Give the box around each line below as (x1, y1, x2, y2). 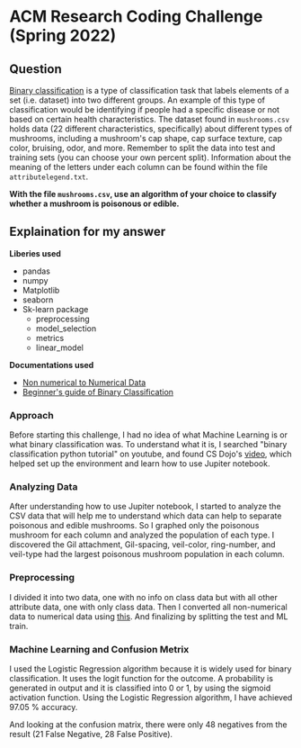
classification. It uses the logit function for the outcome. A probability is (9, 673, 274, 683)
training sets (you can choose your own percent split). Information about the (9, 152, 292, 163)
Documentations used (9, 359, 94, 370)
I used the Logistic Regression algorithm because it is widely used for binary (9, 663, 292, 674)
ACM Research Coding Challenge (9, 6, 263, 27)
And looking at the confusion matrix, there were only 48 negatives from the (9, 719, 288, 730)
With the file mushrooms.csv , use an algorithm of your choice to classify (9, 189, 277, 199)
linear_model (35, 342, 84, 353)
